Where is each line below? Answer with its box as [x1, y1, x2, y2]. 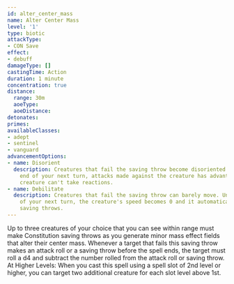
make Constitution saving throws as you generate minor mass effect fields [7, 231, 221, 239]
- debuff [7, 56, 33, 63]
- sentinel [7, 140, 39, 147]
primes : [7, 120, 30, 128]
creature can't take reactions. [19, 179, 114, 186]
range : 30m [13, 95, 45, 102]
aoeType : [13, 101, 39, 108]
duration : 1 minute [7, 75, 64, 82]
